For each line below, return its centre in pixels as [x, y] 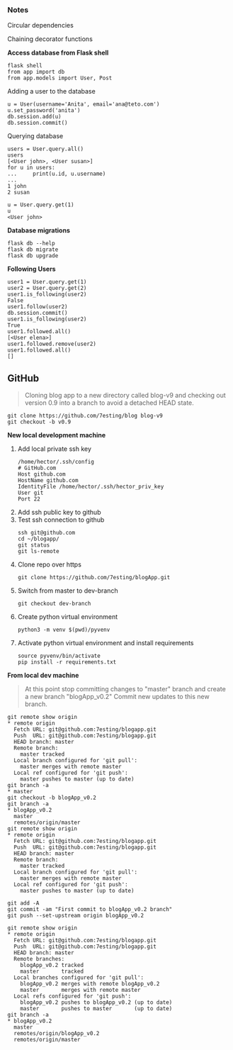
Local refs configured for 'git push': [73, 996]
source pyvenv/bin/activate [59, 656]
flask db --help [31, 244]
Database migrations [39, 230]
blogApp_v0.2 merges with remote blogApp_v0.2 [90, 984]
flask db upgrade [33, 256]
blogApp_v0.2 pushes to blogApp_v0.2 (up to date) [96, 1002]
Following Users [32, 269]
